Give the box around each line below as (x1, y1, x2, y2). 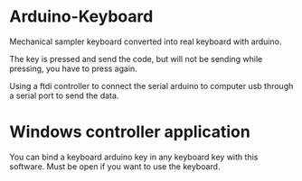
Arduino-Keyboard (9, 6, 154, 27)
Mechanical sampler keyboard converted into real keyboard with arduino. (9, 36, 282, 47)
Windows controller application (9, 122, 250, 142)
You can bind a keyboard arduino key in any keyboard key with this (9, 151, 259, 162)
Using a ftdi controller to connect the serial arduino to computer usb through (9, 80, 294, 91)
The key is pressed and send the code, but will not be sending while (9, 53, 263, 64)
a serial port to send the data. (9, 90, 119, 101)
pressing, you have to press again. (9, 63, 137, 74)
